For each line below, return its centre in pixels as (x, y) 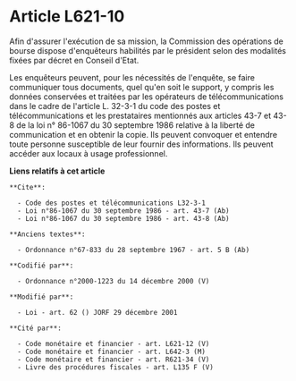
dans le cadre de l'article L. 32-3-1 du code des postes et (115, 106)
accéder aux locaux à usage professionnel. (89, 153)
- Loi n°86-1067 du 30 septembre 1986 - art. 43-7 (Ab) (123, 211)
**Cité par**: (36, 328)
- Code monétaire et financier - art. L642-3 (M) (111, 351)
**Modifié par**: (42, 297)
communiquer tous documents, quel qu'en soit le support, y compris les (142, 87)
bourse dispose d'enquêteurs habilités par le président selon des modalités (148, 50)
